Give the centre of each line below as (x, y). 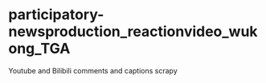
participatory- (56, 15)
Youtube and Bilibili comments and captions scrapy (93, 70)
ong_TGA (39, 49)
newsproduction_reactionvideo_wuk (133, 32)
